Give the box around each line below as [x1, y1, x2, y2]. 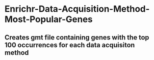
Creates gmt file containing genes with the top [4, 33, 150, 41]
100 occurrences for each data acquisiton [4, 40, 135, 49]
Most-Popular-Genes [4, 14, 93, 25]
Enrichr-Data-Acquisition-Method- [4, 3, 150, 15]
